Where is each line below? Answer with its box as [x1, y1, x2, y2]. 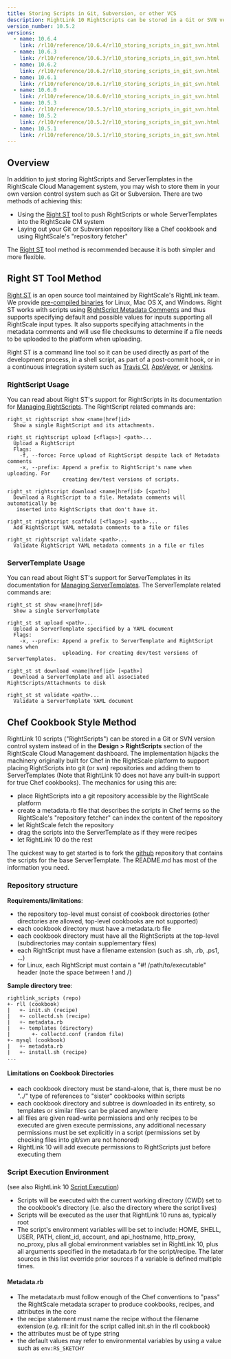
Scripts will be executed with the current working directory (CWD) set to [16, 1196, 222, 1204]
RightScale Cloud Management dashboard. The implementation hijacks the [7, 750, 219, 758]
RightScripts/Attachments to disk [7, 679, 107, 687]
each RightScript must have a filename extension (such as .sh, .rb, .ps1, [16, 946, 220, 954]
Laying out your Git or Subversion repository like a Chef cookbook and [16, 225, 217, 234]
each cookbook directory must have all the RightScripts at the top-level [16, 932, 219, 940]
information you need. [7, 864, 70, 872]
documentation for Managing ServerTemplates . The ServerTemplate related [7, 581, 221, 589]
